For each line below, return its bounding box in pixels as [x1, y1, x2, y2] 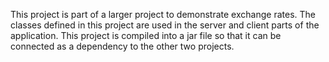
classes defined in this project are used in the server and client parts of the [10, 19, 320, 31]
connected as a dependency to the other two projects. [10, 40, 235, 52]
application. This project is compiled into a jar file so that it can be [10, 30, 282, 41]
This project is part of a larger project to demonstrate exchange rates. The [10, 9, 316, 20]
